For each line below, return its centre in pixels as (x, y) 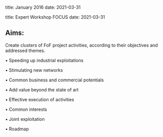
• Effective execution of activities (40, 99)
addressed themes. (25, 51)
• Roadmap (17, 129)
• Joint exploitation (25, 119)
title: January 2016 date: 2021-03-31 (43, 7)
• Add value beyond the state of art (42, 89)
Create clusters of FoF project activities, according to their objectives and (82, 45)
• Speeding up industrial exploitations (44, 60)
